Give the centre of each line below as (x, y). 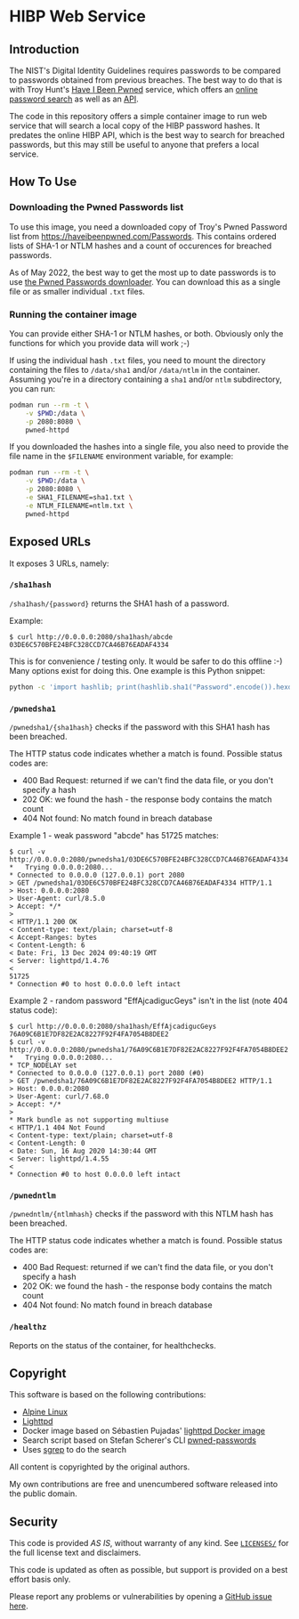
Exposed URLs (50, 542)
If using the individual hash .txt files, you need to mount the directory (137, 360)
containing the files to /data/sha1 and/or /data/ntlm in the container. (135, 369)
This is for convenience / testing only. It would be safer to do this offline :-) (146, 661)
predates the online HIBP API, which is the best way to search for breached (147, 135)
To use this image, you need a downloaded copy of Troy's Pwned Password (148, 227)
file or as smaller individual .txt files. (77, 291)
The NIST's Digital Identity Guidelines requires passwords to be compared (145, 70)
